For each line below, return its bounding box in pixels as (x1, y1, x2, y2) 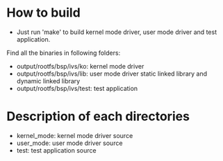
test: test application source (16, 146, 97, 154)
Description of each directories (6, 109, 190, 124)
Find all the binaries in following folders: (6, 49, 121, 57)
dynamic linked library (16, 76, 81, 85)
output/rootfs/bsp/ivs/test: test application (16, 84, 138, 92)
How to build (6, 5, 81, 21)
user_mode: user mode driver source (16, 139, 123, 147)
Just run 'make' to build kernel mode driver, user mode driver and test (16, 28, 217, 36)
